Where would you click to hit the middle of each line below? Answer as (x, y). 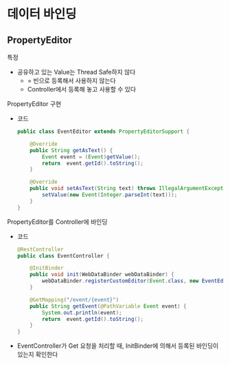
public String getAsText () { (71, 150)
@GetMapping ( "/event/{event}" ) (74, 300)
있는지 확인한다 (37, 355)
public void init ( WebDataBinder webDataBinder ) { (102, 275)
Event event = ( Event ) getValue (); (91, 157)
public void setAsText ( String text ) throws (93, 189)
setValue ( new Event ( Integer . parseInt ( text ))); (110, 195)
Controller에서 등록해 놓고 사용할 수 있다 (81, 89)
